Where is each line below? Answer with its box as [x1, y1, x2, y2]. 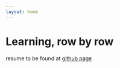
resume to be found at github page [5, 55, 92, 62]
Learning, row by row [5, 34, 114, 48]
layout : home [5, 8, 39, 15]
